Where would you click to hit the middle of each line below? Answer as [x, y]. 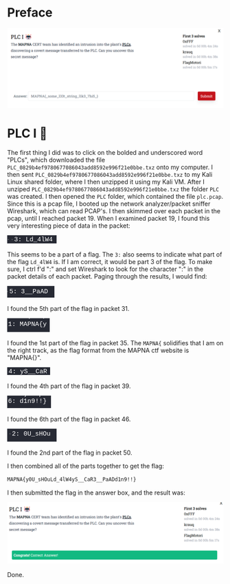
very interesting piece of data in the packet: [69, 226]
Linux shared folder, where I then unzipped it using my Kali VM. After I [106, 182]
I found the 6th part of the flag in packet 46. [69, 419]
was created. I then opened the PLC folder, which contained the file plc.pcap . [115, 196]
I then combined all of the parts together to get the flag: [86, 466]
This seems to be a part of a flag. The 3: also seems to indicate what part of [115, 254]
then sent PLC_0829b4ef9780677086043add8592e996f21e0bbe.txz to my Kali [110, 174]
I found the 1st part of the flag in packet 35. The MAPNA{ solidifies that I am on [115, 343]
